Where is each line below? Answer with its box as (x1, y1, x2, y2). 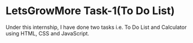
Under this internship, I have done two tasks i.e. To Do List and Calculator (5, 24, 187, 31)
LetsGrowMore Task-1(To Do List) (5, 4, 175, 18)
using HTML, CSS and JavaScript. (5, 29, 89, 37)
